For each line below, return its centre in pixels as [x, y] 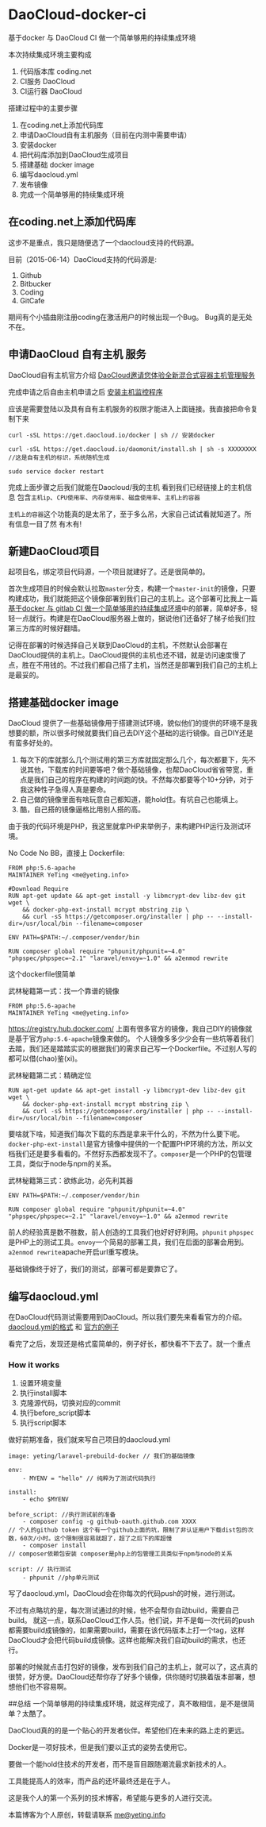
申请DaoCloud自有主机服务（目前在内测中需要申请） [105, 135]
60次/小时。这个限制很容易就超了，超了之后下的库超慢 [96, 1539]
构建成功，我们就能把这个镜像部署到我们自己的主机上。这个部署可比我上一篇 [133, 599]
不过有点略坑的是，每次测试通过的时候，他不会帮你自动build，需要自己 [124, 1610]
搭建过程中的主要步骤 [43, 108]
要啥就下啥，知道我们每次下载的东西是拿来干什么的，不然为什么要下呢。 [126, 1134]
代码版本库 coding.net [55, 71]
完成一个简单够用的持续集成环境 [72, 194]
